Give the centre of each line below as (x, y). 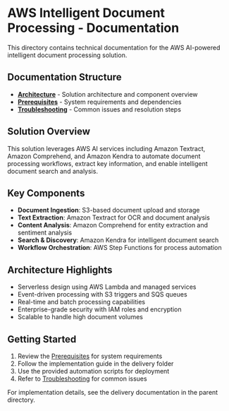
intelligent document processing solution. (67, 55)
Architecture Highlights (60, 270)
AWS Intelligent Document (86, 13)
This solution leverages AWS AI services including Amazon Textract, (106, 148)
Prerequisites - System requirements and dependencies (99, 102)
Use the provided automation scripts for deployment (93, 371)
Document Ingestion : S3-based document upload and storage (109, 210)
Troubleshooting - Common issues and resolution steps (99, 109)
